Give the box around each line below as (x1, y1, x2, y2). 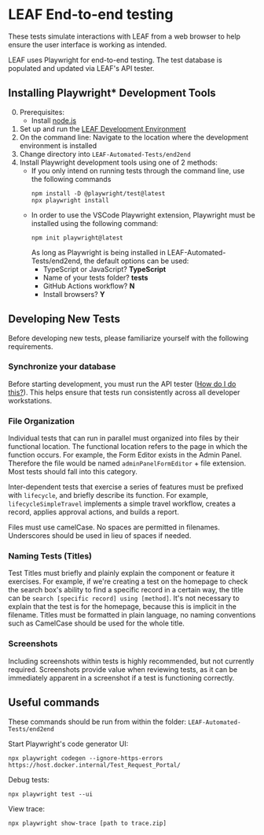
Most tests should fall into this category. (8, 467, 137, 477)
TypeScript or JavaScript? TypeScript (42, 264, 167, 273)
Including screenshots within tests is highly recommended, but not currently (8, 656, 255, 666)
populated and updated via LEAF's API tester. (8, 63, 155, 72)
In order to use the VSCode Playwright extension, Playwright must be (31, 210, 255, 220)
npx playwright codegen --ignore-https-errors (8, 754, 163, 762)
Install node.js (31, 116, 77, 125)
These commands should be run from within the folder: (8, 717, 187, 726)
